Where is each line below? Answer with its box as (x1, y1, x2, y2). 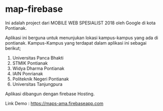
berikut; (5, 45, 21, 51)
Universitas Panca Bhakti (12, 55, 64, 60)
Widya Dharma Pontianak (12, 65, 65, 71)
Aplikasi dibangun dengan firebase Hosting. (5, 91, 95, 97)
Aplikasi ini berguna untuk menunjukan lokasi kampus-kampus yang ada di (5, 35, 158, 41)
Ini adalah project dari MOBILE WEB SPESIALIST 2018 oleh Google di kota (5, 20, 156, 26)
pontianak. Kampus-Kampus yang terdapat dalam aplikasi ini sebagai (5, 40, 147, 46)
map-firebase (5, 3, 63, 15)
